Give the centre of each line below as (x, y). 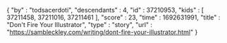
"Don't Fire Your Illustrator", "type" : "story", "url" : (80, 25)
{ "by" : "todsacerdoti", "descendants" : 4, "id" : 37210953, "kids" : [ (105, 10)
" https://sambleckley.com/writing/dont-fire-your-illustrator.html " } (102, 32)
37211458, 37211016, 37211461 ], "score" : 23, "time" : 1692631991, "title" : (114, 17)
